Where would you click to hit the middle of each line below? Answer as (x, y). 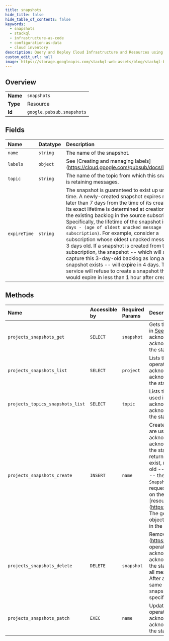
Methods (20, 295)
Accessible (103, 309)
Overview (21, 82)
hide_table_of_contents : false (38, 19)
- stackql (20, 33)
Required (133, 309)
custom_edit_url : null (29, 57)
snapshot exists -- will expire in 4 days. (113, 264)
